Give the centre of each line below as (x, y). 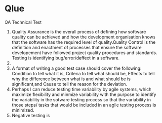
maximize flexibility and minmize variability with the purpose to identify (84, 94)
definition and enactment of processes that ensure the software (77, 47)
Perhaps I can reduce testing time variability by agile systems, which (81, 89)
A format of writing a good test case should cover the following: (77, 68)
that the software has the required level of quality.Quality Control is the (84, 42)
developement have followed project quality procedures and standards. (84, 53)
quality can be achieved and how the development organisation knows (84, 37)
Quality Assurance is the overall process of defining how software (79, 31)
